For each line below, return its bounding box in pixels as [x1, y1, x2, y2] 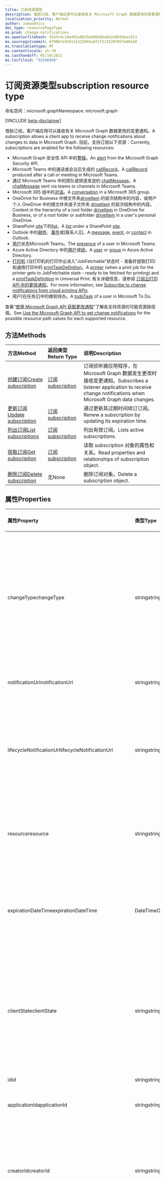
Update [7, 411, 25, 418]
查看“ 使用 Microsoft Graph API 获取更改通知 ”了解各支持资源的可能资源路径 [5, 304, 156, 310]
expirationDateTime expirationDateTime [7, 907, 97, 914]
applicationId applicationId [7, 1101, 67, 1108]
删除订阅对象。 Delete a [83, 471, 137, 477]
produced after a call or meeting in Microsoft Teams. [12, 172, 119, 178]
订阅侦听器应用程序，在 [83, 363, 138, 369]
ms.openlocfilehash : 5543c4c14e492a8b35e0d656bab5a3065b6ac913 [5, 35, 137, 40]
